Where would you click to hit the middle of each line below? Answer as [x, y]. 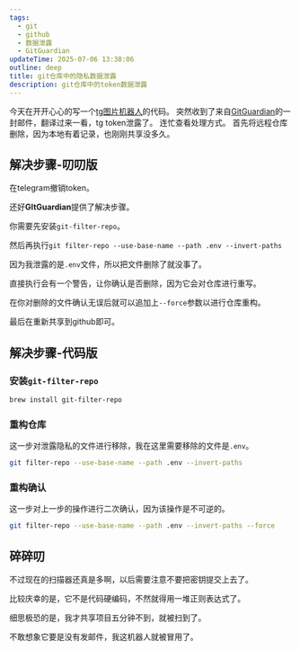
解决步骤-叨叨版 [53, 165]
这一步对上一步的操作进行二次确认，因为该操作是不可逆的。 [119, 509]
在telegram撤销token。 [52, 188]
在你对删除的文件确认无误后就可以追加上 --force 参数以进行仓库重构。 [138, 303]
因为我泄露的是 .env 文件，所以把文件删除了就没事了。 [108, 264]
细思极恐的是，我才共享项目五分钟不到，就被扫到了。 [108, 618]
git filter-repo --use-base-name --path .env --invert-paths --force [142, 526]
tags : [19, 18]
